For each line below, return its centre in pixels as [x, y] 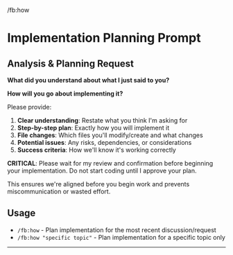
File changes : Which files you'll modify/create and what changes [110, 135]
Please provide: [29, 107]
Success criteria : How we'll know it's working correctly [97, 150]
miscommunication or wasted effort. [59, 191]
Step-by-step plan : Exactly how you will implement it [93, 128]
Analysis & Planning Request [70, 63]
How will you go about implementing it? [65, 94]
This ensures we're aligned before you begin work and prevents [98, 184]
